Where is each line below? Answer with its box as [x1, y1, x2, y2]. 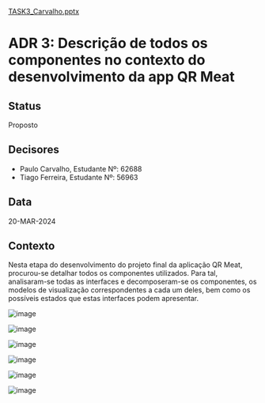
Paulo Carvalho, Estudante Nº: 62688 [19, 164, 142, 173]
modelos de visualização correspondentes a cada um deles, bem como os [8, 285, 251, 295]
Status [8, 99, 42, 113]
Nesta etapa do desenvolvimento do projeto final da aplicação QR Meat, [8, 260, 243, 269]
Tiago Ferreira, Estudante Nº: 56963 [19, 172, 138, 182]
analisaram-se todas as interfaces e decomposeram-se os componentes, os [8, 277, 257, 287]
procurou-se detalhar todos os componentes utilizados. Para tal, [8, 269, 218, 278]
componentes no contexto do [8, 51, 206, 70]
